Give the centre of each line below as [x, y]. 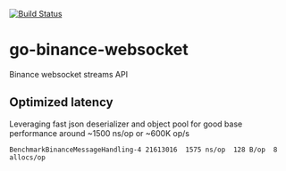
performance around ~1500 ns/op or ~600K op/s [100, 133]
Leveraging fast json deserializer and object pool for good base [126, 124]
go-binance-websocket [99, 50]
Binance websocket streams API [68, 74]
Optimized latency [61, 102]
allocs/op [28, 157]
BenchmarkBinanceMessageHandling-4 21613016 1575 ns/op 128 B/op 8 [143, 150]
